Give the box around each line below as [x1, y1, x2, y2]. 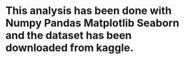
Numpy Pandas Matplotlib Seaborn [5, 16, 180, 30]
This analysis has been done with [5, 4, 172, 17]
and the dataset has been [5, 29, 132, 42]
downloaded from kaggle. [5, 41, 134, 55]
